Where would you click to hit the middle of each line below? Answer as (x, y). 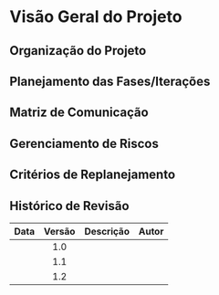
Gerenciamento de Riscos (84, 143)
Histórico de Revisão (69, 206)
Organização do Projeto (78, 51)
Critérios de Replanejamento (93, 175)
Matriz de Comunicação (79, 113)
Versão (60, 231)
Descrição (107, 231)
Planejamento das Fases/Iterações (110, 81)
